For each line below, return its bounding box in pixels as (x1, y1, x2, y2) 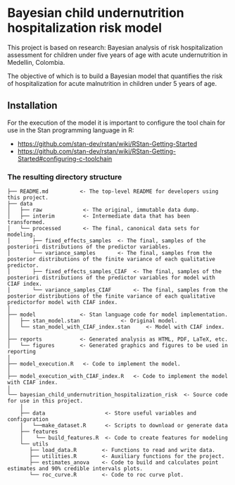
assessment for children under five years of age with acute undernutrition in (7, 51, 228, 59)
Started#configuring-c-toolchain (17, 154, 113, 163)
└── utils (20, 441, 49, 448)
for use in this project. (7, 398, 83, 405)
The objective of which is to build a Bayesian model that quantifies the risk (7, 72, 223, 80)
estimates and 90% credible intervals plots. (7, 465, 143, 472)
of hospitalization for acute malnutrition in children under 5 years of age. (7, 79, 217, 87)
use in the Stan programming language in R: (7, 125, 135, 134)
